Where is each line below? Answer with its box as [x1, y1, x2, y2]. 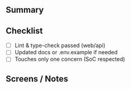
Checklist [6, 26, 43, 36]
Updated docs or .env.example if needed [14, 49, 118, 56]
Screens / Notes [6, 73, 69, 84]
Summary [6, 5, 44, 15]
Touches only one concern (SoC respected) [14, 55, 125, 63]
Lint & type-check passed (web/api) [14, 42, 105, 49]
